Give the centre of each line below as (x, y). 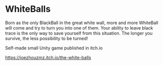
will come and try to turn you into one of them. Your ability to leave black (79, 28)
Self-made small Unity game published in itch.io (54, 48)
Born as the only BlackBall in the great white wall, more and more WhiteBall (82, 23)
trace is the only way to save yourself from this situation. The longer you (79, 33)
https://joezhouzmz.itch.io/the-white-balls (48, 57)
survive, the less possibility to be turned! (47, 38)
